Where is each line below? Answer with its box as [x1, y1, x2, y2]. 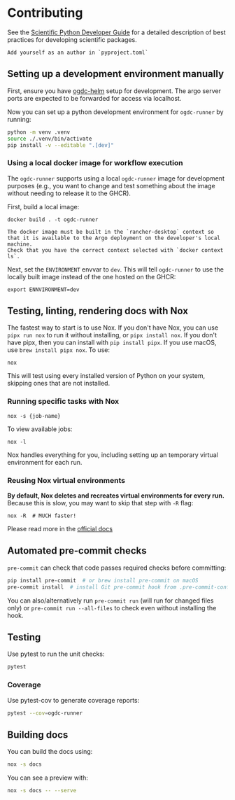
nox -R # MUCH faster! [7, 512, 77, 519]
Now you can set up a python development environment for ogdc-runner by [7, 107, 224, 116]
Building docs [7, 729, 69, 741]
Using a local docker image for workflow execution [7, 158, 183, 168]
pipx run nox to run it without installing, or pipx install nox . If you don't [7, 331, 217, 339]
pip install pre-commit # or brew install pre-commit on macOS [7, 577, 199, 584]
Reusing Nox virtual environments [7, 475, 126, 485]
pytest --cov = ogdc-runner [7, 709, 83, 717]
